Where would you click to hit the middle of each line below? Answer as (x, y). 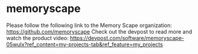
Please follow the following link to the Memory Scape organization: (89, 25)
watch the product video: (37, 38)
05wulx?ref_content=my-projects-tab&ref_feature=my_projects (85, 44)
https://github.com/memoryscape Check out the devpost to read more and (99, 31)
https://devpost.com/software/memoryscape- (127, 38)
